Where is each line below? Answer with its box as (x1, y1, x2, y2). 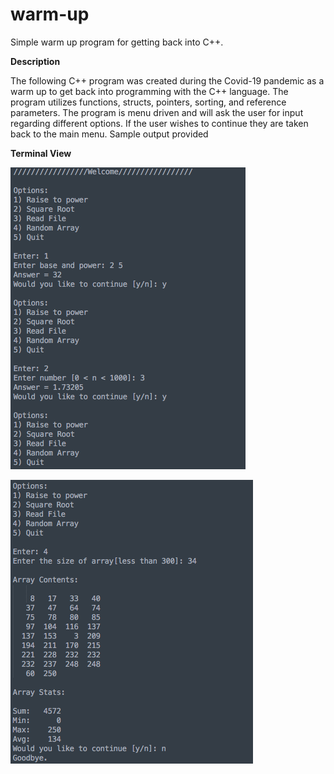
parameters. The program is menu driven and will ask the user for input (10, 106, 304, 118)
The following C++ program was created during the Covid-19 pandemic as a (10, 74, 325, 87)
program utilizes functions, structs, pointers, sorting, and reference (10, 96, 287, 108)
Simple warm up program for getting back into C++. (10, 36, 224, 48)
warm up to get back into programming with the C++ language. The (10, 85, 289, 97)
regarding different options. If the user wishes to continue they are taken (10, 117, 309, 129)
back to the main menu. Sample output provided (10, 128, 209, 140)
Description (10, 55, 61, 67)
